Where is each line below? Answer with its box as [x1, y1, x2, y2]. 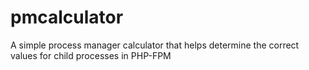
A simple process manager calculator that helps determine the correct [10, 39, 300, 51]
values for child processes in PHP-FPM [10, 49, 172, 61]
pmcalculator [10, 6, 124, 29]
